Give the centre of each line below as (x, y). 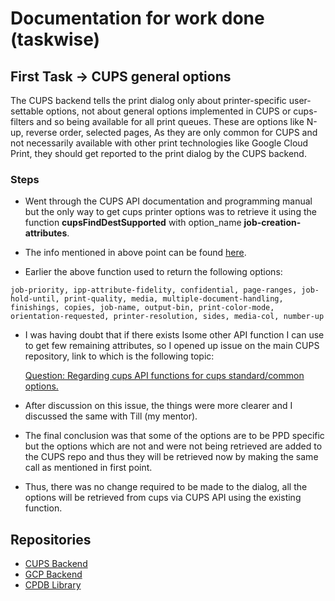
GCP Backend (53, 574)
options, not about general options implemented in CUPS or (168, 111)
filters (22, 121)
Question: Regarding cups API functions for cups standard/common (164, 376)
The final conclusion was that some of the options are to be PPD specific (174, 436)
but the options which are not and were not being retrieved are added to (173, 446)
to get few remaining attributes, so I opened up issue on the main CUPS (172, 346)
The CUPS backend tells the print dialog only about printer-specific (148, 100)
